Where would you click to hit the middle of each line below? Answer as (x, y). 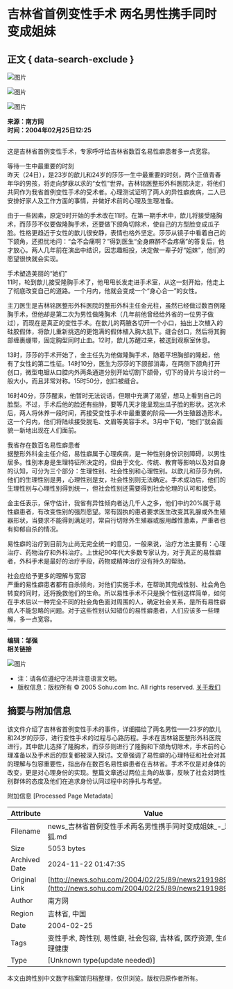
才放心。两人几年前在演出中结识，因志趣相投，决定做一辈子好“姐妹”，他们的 (116, 250)
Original (24, 879)
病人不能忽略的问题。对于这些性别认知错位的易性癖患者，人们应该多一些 (110, 610)
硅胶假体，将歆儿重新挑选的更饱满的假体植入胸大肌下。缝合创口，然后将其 (113, 331)
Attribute (26, 813)
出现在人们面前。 (55, 430)
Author (22, 900)
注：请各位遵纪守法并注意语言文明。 (69, 679)
